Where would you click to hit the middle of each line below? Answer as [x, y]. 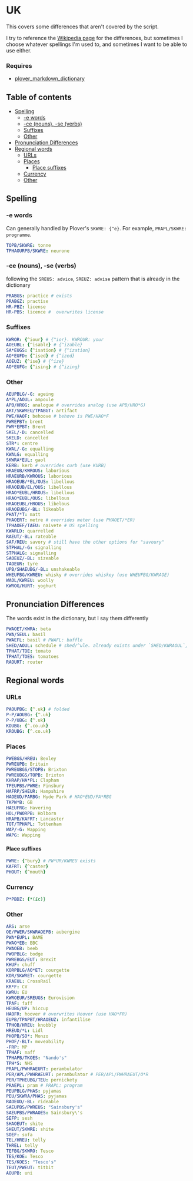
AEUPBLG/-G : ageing [30, 394]
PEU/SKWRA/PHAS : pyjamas [36, 1096]
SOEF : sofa [19, 1134]
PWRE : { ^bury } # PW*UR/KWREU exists [51, 861]
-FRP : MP [17, 1047]
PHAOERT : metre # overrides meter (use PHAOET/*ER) [71, 520]
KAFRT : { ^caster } [27, 866]
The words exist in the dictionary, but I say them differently [77, 618]
